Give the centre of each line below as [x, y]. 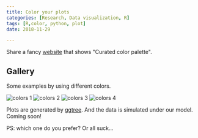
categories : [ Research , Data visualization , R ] [68, 18]
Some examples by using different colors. [59, 86]
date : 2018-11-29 [28, 29]
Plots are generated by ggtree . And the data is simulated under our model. [100, 110]
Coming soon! [24, 117]
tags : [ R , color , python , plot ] [46, 23]
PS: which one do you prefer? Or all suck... [60, 128]
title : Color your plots [38, 12]
